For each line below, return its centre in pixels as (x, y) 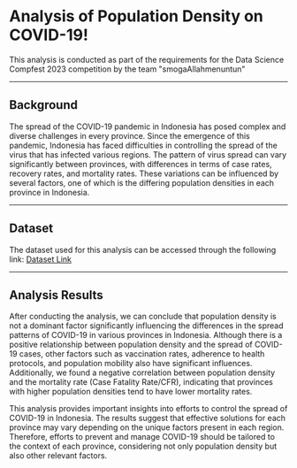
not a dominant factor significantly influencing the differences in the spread (146, 326)
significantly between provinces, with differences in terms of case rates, (141, 164)
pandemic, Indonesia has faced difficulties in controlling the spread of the (144, 145)
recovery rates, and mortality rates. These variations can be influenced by (144, 173)
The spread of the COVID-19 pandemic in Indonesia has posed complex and (148, 127)
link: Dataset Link (41, 259)
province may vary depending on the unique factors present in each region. (147, 427)
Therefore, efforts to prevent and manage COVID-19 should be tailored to (142, 437)
